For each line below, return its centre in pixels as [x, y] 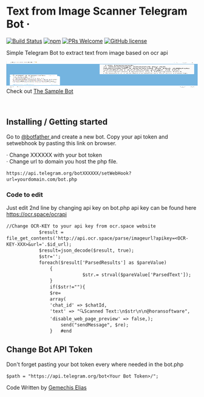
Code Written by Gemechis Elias [46, 387]
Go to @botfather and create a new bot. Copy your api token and [87, 136]
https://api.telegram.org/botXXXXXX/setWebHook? [69, 173]
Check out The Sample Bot [40, 91]
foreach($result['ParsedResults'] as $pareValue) [103, 263]
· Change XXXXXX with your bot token [54, 155]
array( [58, 299]
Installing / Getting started [57, 122]
